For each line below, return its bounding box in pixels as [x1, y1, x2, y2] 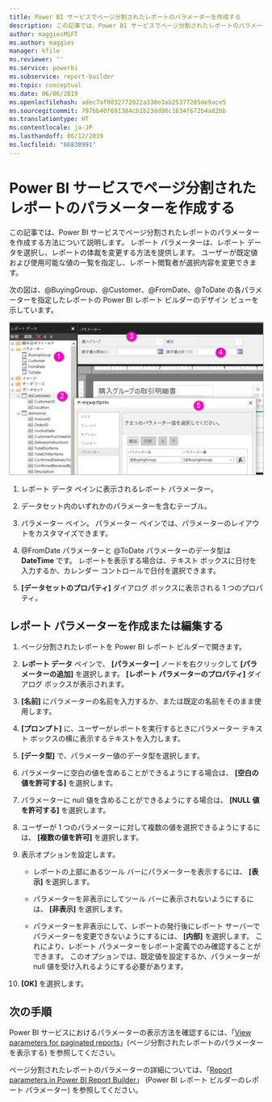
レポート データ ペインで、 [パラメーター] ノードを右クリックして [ [20, 659, 244, 669]
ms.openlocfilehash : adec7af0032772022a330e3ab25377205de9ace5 [9, 98, 227, 106]
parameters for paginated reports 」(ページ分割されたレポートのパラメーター [9, 1037, 264, 1048]
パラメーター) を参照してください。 [24, 1085, 143, 1095]
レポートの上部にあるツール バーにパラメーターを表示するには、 [32, 867, 247, 877]
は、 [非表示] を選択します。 [32, 904, 128, 914]
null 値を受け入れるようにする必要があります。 [32, 962, 188, 971]
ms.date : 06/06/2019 [9, 90, 79, 98]
